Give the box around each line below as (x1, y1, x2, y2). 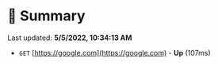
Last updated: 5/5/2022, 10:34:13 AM (7, 33, 132, 42)
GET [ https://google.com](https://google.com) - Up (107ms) (18, 48, 211, 57)
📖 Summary (7, 7, 86, 25)
